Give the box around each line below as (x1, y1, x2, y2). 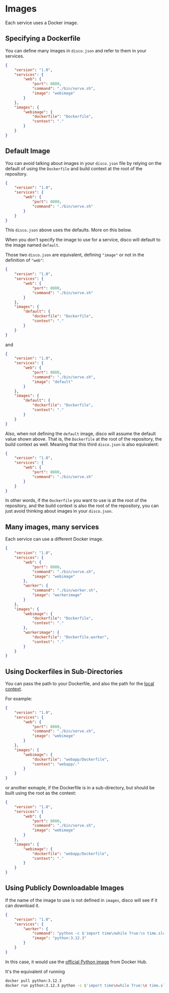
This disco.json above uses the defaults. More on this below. (5, 227, 132, 233)
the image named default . (5, 242, 60, 248)
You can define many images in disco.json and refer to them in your (5, 47, 147, 53)
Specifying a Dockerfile (5, 34, 80, 43)
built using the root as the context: (5, 790, 76, 796)
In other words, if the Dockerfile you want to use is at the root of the (5, 498, 147, 504)
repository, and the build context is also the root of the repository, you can (5, 503, 159, 509)
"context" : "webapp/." (32, 762, 80, 767)
